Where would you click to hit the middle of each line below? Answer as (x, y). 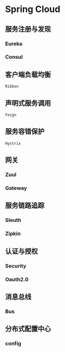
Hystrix (13, 143)
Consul (14, 57)
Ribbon (12, 86)
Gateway (16, 188)
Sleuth (13, 220)
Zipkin (13, 233)
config (13, 343)
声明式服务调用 (28, 103)
